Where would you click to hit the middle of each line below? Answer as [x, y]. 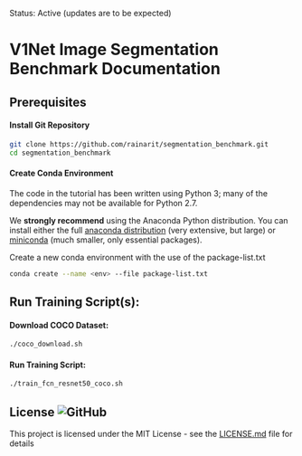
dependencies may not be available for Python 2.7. [104, 203]
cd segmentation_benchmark [60, 153]
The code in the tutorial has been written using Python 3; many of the [139, 193]
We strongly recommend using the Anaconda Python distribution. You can [149, 220]
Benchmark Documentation [115, 69]
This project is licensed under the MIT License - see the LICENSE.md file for [151, 433]
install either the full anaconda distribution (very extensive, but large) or [142, 230]
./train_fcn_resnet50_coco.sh [66, 384]
